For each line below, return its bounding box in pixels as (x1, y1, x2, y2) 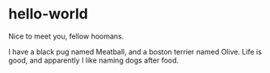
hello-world (8, 5, 89, 23)
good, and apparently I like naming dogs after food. (8, 55, 179, 65)
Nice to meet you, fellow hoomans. (8, 31, 124, 41)
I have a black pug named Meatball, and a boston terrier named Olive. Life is (8, 47, 263, 56)
